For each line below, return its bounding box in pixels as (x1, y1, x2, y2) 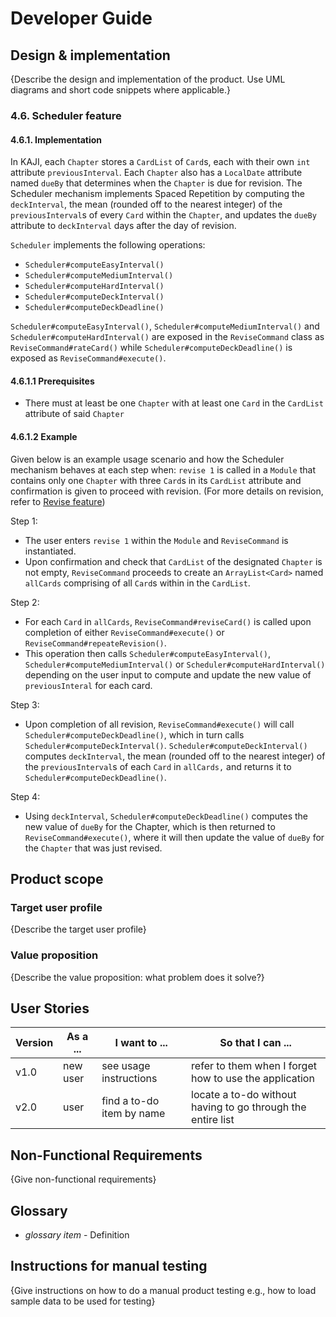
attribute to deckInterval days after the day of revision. (10, 220, 237, 232)
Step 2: (10, 596, 40, 608)
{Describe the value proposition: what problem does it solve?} (10, 971, 265, 983)
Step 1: (10, 515, 38, 527)
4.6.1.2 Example (10, 430, 78, 442)
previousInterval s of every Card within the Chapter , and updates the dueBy (10, 209, 317, 221)
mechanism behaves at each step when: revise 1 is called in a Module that (10, 463, 316, 476)
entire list (191, 1113, 235, 1127)
